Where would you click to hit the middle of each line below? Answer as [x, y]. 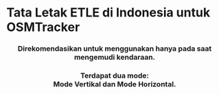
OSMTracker [43, 27]
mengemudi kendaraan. [115, 58]
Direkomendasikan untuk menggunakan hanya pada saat [115, 49]
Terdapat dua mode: [115, 75]
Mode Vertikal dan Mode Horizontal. [115, 84]
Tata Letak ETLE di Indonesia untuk [108, 13]
